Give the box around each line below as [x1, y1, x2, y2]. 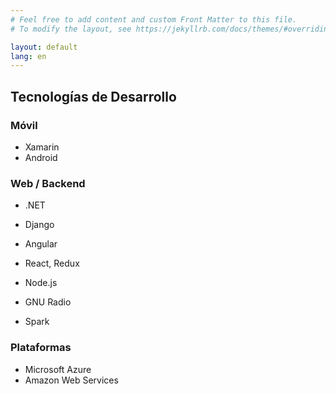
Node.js [24, 277, 58, 289]
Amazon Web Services [24, 374, 119, 386]
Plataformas [10, 341, 72, 355]
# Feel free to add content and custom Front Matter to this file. [10, 14, 298, 25]
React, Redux [24, 257, 80, 270]
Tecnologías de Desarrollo [10, 88, 177, 105]
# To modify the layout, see [10, 24, 132, 34]
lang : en [10, 51, 47, 61]
